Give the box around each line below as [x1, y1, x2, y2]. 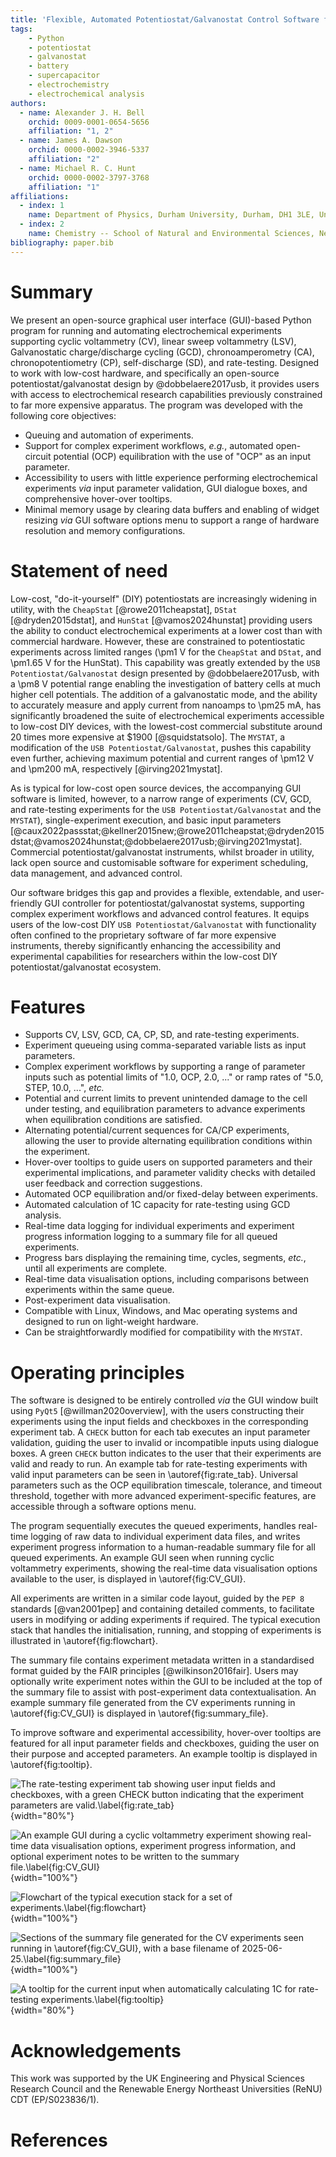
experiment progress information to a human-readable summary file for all [10, 1541, 316, 1553]
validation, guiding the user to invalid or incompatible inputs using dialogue [10, 1437, 319, 1449]
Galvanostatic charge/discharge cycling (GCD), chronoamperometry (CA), [10, 346, 315, 358]
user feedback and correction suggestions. [24, 1177, 203, 1190]
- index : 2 [19, 219, 65, 230]
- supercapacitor [28, 71, 101, 81]
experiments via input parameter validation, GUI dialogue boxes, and [24, 482, 308, 494]
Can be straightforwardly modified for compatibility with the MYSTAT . [24, 1326, 303, 1338]
